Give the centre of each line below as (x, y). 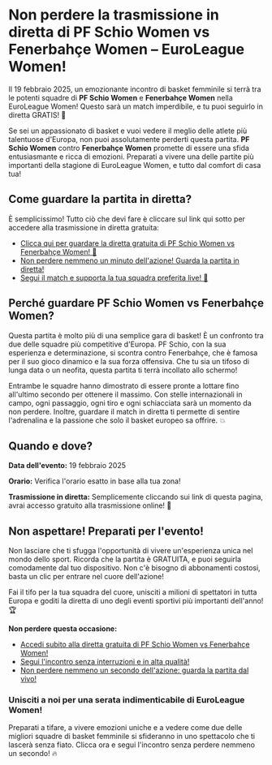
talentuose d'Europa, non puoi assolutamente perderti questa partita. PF (129, 139)
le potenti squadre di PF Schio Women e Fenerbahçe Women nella (121, 97)
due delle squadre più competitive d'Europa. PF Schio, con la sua (117, 344)
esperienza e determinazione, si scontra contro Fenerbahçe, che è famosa (133, 352)
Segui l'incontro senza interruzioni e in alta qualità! (105, 662)
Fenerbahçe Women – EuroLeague (127, 49)
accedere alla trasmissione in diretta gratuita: (84, 227)
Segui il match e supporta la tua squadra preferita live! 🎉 (114, 277)
